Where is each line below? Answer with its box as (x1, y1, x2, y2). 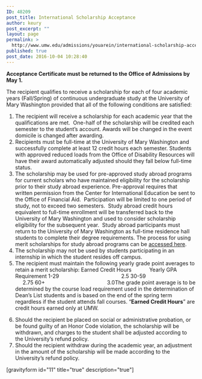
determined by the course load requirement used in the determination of (14, 285, 194, 292)
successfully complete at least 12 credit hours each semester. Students (14, 144, 192, 152)
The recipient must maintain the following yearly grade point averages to (14, 259, 195, 267)
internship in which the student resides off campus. (14, 253, 142, 260)
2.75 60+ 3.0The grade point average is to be (22, 279, 196, 286)
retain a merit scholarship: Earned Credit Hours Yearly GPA (14, 266, 177, 273)
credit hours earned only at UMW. (14, 304, 99, 312)
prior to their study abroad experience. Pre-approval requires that (14, 183, 177, 190)
